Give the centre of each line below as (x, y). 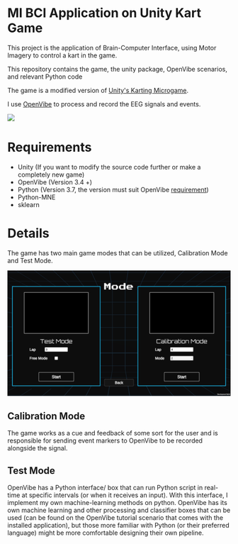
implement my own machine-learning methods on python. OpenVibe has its (118, 502)
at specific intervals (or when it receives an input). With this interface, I (125, 495)
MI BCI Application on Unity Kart (104, 13)
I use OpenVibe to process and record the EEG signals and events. (104, 104)
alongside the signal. (38, 448)
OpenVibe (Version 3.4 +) (55, 182)
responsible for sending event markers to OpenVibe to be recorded (105, 440)
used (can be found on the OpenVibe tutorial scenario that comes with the (115, 517)
